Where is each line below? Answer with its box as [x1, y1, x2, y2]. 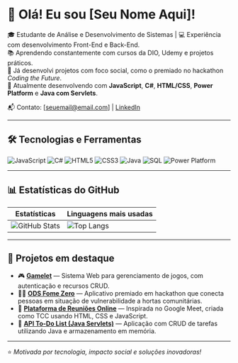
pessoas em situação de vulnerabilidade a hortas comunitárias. [17, 297, 203, 306]
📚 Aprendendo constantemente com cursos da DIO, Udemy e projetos [7, 48, 214, 57]
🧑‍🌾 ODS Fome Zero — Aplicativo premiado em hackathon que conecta [17, 289, 225, 298]
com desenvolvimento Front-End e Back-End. [7, 40, 140, 49]
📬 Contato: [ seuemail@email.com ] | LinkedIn [7, 103, 140, 111]
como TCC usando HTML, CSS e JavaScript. [17, 312, 148, 320]
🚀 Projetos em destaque [7, 252, 115, 264]
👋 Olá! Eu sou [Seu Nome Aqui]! [7, 6, 196, 23]
